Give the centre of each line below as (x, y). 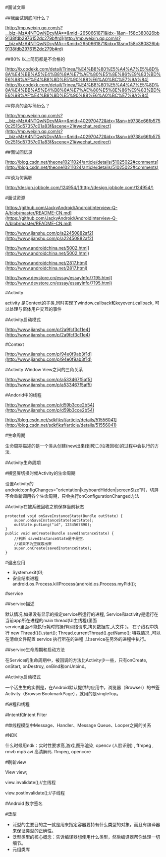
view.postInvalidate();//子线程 (35, 793)
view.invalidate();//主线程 (30, 782)
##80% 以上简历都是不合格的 (35, 59)
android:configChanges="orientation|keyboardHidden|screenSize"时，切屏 (82, 490)
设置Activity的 (19, 484)
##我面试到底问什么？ (28, 18)
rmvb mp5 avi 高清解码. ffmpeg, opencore (48, 752)
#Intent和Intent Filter (26, 715)
